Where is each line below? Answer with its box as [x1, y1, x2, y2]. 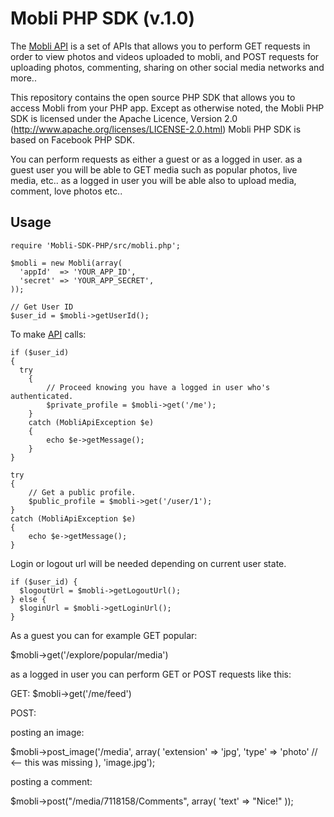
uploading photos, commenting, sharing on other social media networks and [10, 61, 325, 73]
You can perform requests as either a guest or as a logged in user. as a [10, 153, 303, 165]
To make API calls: [10, 328, 87, 340]
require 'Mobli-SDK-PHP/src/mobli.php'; [10, 240, 182, 251]
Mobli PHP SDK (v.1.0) [10, 7, 195, 30]
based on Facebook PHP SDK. [10, 133, 135, 146]
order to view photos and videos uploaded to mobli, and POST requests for [10, 50, 320, 62]
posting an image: [10, 726, 85, 738]
